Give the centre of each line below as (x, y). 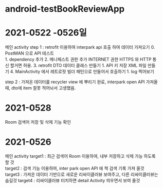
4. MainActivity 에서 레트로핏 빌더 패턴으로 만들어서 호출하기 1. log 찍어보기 (82, 72)
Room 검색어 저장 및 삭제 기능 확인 (38, 122)
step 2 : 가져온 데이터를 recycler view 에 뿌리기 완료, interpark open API (75, 82)
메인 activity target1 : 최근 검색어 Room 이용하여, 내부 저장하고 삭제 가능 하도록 (80, 156)
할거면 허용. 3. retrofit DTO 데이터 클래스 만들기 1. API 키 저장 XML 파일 (78, 66)
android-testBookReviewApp (65, 9)
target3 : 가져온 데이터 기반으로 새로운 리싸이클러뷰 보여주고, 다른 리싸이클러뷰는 (82, 174)
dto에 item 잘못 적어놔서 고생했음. (44, 88)
